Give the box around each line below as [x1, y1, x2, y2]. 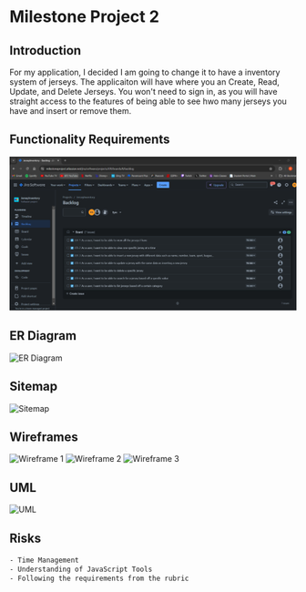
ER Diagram [9, 328, 77, 343]
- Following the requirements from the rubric [9, 574, 189, 584]
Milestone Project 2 [9, 6, 159, 27]
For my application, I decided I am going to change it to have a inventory [9, 66, 280, 77]
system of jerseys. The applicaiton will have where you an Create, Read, [9, 77, 280, 87]
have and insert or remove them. [9, 106, 132, 116]
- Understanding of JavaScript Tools [9, 565, 153, 575]
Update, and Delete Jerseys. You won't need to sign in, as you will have [9, 87, 278, 97]
